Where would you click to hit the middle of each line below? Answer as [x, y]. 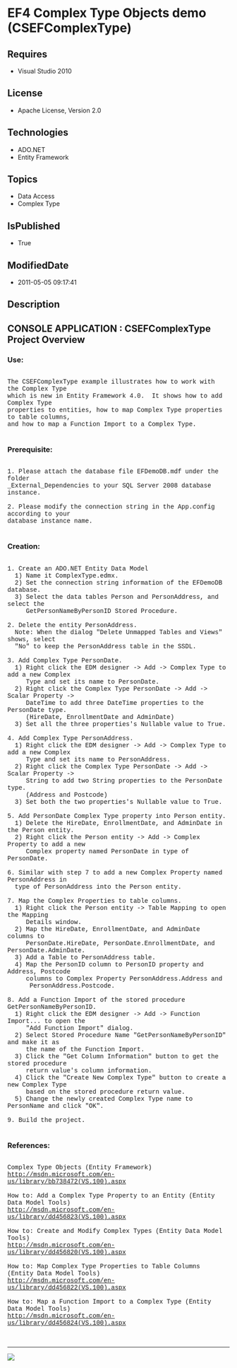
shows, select [32, 639]
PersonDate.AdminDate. [47, 950]
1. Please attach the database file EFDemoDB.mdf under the [113, 472]
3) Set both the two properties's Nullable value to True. [119, 802]
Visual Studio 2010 [44, 71]
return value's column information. [89, 1070]
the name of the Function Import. [85, 1049]
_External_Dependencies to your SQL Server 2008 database [109, 486]
